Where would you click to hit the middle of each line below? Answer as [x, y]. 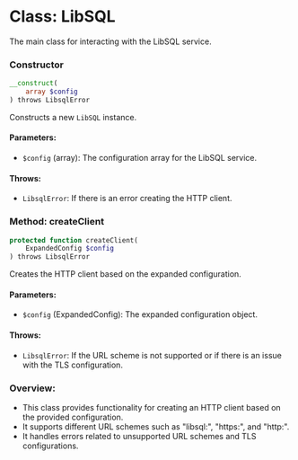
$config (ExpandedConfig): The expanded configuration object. [140, 314]
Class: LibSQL [62, 17]
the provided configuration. [73, 417]
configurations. [50, 446]
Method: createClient [57, 222]
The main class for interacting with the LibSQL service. [111, 41]
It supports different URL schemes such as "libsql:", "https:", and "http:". [156, 426]
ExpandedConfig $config [70, 249]
